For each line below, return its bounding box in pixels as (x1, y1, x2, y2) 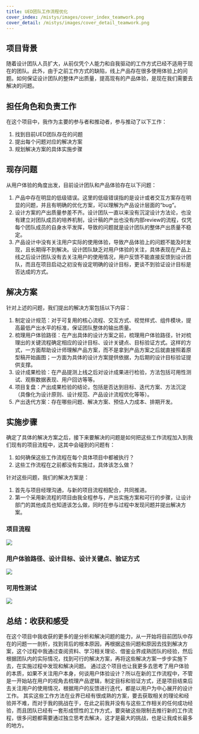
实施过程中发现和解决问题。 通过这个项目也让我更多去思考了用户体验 (21, 662, 190, 670)
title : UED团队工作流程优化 (6, 8, 68, 15)
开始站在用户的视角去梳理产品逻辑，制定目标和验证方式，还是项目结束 (16, 677, 188, 685)
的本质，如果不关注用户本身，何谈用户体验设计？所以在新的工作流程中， (6, 670, 182, 677)
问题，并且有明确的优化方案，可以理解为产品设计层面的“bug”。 (25, 201, 179, 208)
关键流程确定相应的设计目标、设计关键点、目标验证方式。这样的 (30, 339, 187, 346)
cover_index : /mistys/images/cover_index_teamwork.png (6, 14, 145, 20)
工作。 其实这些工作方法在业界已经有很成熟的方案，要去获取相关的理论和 (6, 692, 184, 700)
